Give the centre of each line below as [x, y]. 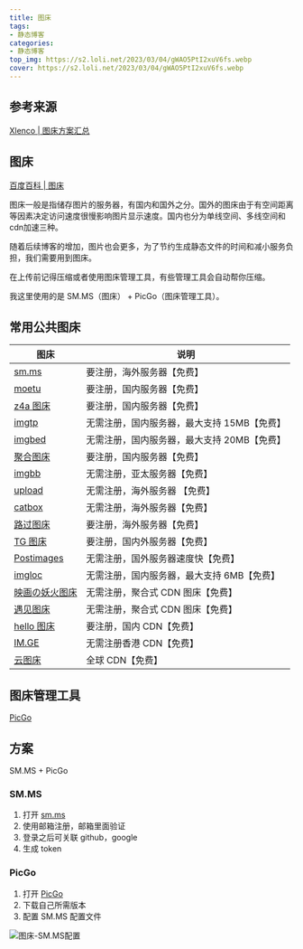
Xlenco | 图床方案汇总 [50, 130]
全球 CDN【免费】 [124, 661]
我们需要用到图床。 [60, 258]
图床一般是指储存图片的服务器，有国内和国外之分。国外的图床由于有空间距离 [151, 204]
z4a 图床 [32, 406]
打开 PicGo [42, 893]
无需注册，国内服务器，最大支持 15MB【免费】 [186, 423]
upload [28, 491]
